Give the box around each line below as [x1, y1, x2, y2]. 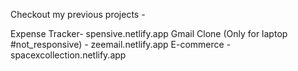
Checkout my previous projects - [10, 9, 146, 20]
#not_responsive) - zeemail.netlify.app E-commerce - [10, 39, 232, 50]
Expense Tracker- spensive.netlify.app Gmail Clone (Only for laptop [10, 28, 288, 39]
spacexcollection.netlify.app [10, 49, 127, 61]
